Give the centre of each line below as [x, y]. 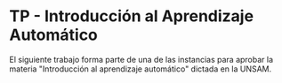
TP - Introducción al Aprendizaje [132, 16]
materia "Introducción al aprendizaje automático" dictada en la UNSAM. [141, 69]
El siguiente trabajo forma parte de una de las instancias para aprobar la [141, 59]
